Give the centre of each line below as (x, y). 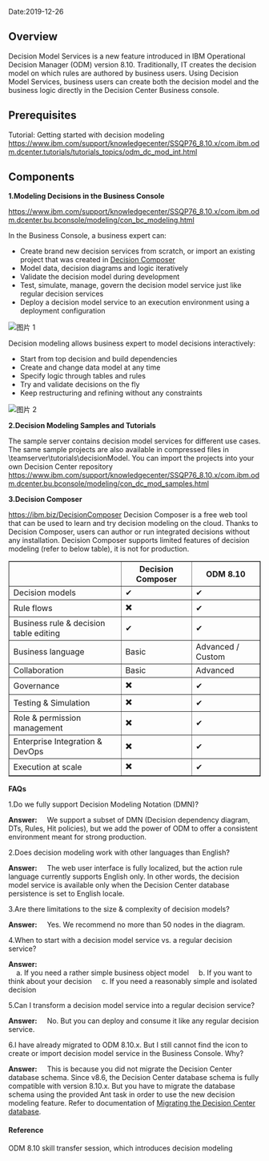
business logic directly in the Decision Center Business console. (114, 90)
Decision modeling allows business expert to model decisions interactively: (132, 343)
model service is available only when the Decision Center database (119, 885)
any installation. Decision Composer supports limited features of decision (129, 540)
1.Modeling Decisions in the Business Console (86, 196)
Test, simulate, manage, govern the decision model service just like (130, 285)
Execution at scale (48, 767)
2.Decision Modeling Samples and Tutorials (82, 426)
